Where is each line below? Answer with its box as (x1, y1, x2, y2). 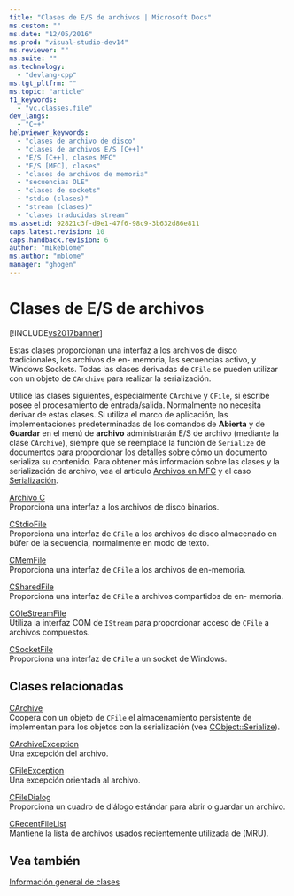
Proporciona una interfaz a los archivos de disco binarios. (9, 502, 220, 512)
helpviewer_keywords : (9, 129, 89, 137)
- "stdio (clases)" (17, 194, 89, 204)
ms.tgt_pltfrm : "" (9, 79, 77, 88)
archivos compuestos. (9, 627, 90, 637)
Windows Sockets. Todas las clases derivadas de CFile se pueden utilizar (9, 363, 279, 374)
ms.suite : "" (9, 54, 58, 63)
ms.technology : (9, 63, 66, 72)
